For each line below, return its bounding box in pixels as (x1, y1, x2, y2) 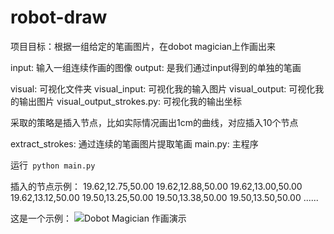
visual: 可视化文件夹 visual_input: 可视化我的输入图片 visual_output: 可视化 (10, 82, 316, 95)
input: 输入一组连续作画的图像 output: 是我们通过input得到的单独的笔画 (10, 61, 302, 73)
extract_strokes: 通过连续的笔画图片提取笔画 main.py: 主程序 (10, 137, 259, 150)
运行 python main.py (10, 159, 96, 171)
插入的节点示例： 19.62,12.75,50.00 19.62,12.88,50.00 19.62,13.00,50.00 (10, 180, 303, 192)
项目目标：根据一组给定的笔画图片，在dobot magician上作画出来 (10, 40, 277, 52)
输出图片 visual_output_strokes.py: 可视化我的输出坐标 (18, 95, 243, 107)
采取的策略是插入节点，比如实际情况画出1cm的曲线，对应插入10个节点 (10, 116, 299, 128)
